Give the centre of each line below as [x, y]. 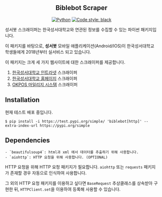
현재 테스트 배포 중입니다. [29, 112]
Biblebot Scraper [81, 8]
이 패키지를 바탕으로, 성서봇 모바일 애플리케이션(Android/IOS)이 [65, 46]
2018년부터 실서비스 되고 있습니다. [58, 52]
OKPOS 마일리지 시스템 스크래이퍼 [45, 84]
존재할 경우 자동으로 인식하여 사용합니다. [48, 173]
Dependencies [27, 140]
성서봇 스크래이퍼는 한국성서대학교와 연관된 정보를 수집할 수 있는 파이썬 [72, 29]
